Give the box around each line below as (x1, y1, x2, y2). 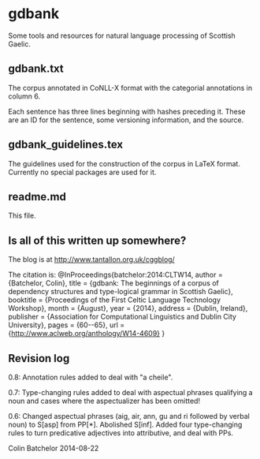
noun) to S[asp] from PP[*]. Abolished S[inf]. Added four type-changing (8, 420, 243, 429)
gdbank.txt (8, 62, 65, 76)
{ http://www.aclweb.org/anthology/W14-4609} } (8, 329, 165, 338)
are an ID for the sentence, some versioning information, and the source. (8, 115, 244, 125)
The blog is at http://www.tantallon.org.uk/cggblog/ (8, 255, 175, 264)
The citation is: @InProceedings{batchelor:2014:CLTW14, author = (8, 270, 223, 280)
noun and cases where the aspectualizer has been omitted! (8, 396, 201, 405)
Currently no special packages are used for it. (8, 167, 157, 177)
